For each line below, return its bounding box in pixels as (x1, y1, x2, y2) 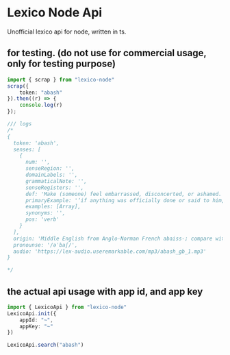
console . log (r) (19, 101, 63, 109)
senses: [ (13, 146, 41, 153)
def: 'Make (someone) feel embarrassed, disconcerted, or (25, 191, 194, 197)
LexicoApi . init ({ (7, 310, 57, 317)
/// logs (7, 121, 32, 127)
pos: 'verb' (25, 216, 60, 223)
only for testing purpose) (7, 58, 116, 70)
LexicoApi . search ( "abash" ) (7, 341, 84, 349)
